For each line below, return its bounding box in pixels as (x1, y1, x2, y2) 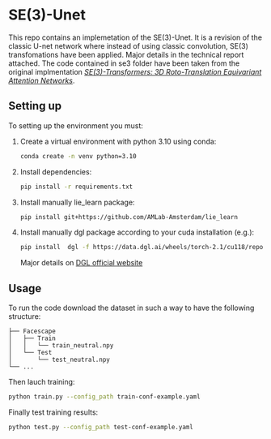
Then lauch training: (8, 377, 75, 387)
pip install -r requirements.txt (19, 183, 133, 191)
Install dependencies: (19, 166, 92, 176)
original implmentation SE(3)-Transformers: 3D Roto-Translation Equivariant (8, 67, 262, 76)
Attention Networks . (8, 75, 75, 85)
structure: (8, 312, 41, 321)
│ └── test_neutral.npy (8, 355, 111, 364)
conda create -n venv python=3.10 (19, 152, 137, 160)
